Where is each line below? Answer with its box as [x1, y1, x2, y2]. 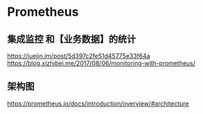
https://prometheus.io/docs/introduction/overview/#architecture [7, 99, 189, 107]
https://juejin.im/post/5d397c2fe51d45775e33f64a [7, 52, 151, 60]
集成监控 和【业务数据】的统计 [7, 33, 136, 45]
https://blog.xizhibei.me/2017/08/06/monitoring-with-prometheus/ [7, 59, 196, 67]
